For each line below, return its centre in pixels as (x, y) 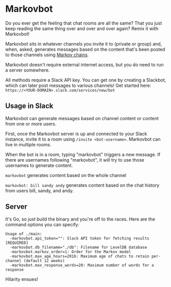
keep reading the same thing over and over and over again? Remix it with (82, 28)
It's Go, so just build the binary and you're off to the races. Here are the (80, 219)
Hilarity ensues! (22, 279)
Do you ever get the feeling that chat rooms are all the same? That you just (84, 23)
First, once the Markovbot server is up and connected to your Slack (76, 134)
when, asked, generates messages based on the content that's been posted (85, 49)
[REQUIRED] (17, 243)
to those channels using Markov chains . (47, 55)
